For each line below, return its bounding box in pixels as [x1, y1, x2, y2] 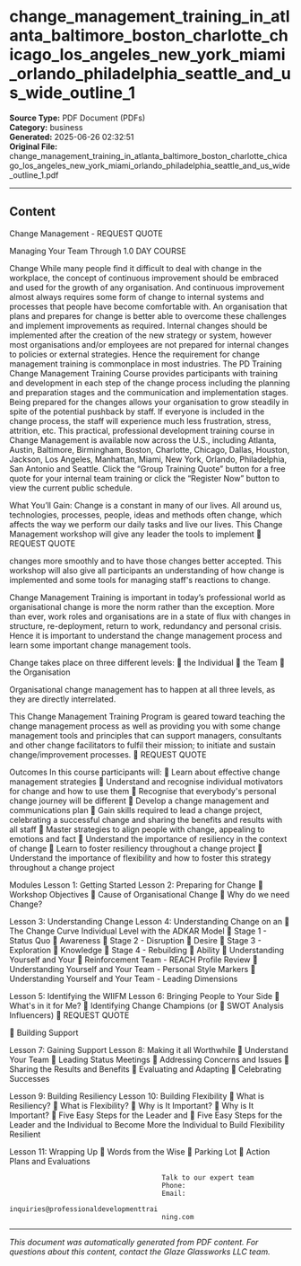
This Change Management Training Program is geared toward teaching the [9, 711, 286, 722]
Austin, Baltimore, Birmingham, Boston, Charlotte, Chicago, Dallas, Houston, [9, 444, 290, 455]
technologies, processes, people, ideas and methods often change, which [9, 509, 282, 520]
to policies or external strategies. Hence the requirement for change [9, 349, 260, 359]
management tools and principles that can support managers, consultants [9, 730, 282, 740]
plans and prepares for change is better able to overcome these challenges [9, 310, 287, 321]
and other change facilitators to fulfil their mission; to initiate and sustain [9, 739, 276, 750]
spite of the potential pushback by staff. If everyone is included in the [9, 406, 265, 417]
